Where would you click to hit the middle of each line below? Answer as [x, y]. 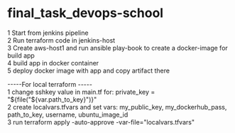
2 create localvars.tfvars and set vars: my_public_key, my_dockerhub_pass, [117, 107]
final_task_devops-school [86, 13]
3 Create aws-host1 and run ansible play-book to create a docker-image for [118, 48]
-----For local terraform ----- [50, 84]
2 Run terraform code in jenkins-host [61, 40]
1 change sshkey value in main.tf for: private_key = [81, 92]
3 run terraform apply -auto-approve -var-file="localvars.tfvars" [101, 122]
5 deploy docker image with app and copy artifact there [89, 70]
